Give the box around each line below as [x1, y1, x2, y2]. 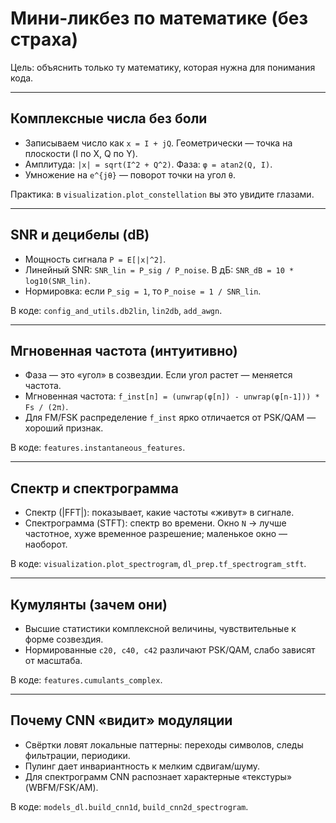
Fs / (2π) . [24, 401, 69, 413]
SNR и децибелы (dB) [10, 227, 150, 244]
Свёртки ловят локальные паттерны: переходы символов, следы [24, 738, 304, 751]
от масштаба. [24, 655, 83, 666]
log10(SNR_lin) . [24, 274, 92, 286]
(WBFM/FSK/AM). [24, 781, 99, 793]
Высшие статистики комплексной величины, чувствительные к [24, 623, 297, 634]
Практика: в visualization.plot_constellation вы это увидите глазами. [10, 188, 315, 200]
